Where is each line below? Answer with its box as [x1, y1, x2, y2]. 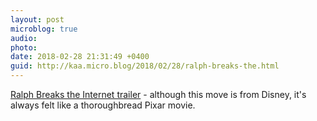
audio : [10, 33, 38, 43]
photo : [10, 42, 38, 53]
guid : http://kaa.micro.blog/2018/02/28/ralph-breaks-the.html [10, 61, 280, 71]
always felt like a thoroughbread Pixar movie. [10, 99, 196, 111]
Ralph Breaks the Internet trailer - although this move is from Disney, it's [10, 89, 307, 100]
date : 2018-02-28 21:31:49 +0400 [10, 52, 150, 62]
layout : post [10, 14, 65, 25]
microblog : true [10, 24, 78, 34]
